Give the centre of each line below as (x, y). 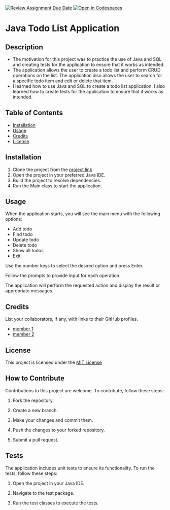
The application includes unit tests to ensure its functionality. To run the (80, 468)
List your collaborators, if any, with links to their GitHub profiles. (72, 319)
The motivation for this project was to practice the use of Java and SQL (87, 59)
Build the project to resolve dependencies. (57, 180)
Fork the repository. (33, 400)
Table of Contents (34, 113)
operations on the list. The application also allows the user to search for (87, 75)
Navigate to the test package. (43, 493)
